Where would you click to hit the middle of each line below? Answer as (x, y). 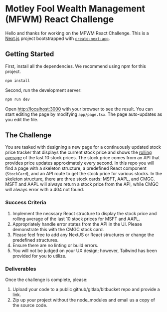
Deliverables (21, 269)
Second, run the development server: (43, 90)
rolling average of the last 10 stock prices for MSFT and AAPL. (76, 219)
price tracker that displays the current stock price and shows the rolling (79, 152)
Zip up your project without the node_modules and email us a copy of (84, 300)
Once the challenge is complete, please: (46, 280)
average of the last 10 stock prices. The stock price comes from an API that (83, 158)
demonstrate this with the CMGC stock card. (58, 229)
